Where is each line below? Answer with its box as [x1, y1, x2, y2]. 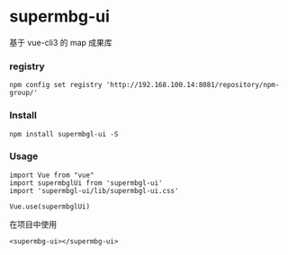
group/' [9, 88, 39, 98]
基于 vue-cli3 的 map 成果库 [9, 37, 112, 48]
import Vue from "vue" [9, 171, 94, 180]
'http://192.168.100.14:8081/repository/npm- [105, 81, 280, 90]
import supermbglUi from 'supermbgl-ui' [9, 178, 164, 188]
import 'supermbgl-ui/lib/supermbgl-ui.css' [9, 186, 179, 195]
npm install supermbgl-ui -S [9, 129, 119, 138]
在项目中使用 [9, 218, 57, 230]
